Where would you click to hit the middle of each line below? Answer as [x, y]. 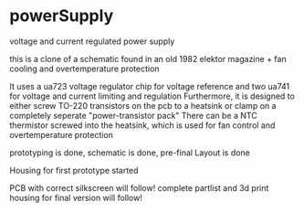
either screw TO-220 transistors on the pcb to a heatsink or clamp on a [143, 105]
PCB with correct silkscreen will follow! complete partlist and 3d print [139, 187]
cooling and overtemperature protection [84, 69]
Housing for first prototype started [74, 170]
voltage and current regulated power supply [92, 41]
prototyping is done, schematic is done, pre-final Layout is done [130, 153]
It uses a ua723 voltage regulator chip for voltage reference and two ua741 [150, 86]
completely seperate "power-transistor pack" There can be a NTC [133, 115]
